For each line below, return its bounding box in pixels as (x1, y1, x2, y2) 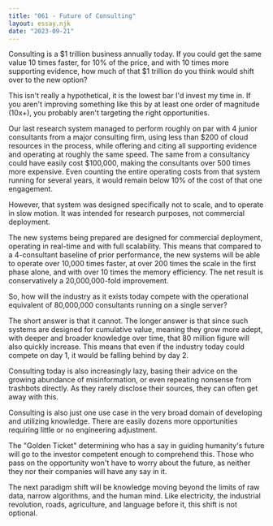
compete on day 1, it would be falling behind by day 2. (8, 351, 189, 360)
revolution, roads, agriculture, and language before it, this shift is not (8, 500, 238, 510)
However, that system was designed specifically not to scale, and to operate (8, 200, 264, 209)
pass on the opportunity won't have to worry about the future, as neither (8, 458, 251, 468)
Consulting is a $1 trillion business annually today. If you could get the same (8, 50, 262, 59)
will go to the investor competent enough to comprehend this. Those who (8, 450, 254, 459)
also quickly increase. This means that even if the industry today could (8, 342, 245, 351)
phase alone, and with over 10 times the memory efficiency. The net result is (8, 267, 264, 277)
